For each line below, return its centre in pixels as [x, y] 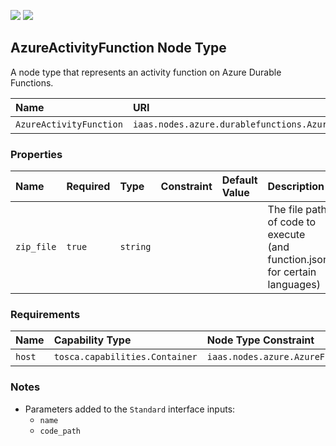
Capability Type [92, 340]
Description [296, 187]
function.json [298, 260]
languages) [294, 285]
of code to [292, 222]
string [135, 247]
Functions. [32, 82]
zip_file [36, 247]
